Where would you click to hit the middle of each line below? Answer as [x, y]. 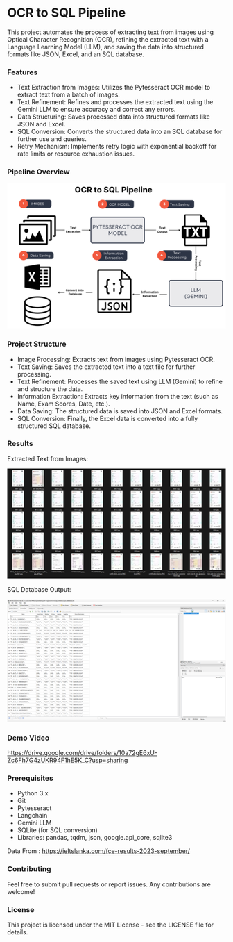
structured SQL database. [54, 426]
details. [18, 932]
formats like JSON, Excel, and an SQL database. [76, 54]
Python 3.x [33, 793]
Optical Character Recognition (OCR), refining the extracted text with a [108, 39]
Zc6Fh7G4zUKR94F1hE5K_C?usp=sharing [68, 760]
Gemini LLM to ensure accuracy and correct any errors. [96, 110]
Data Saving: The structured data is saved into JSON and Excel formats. [120, 411]
